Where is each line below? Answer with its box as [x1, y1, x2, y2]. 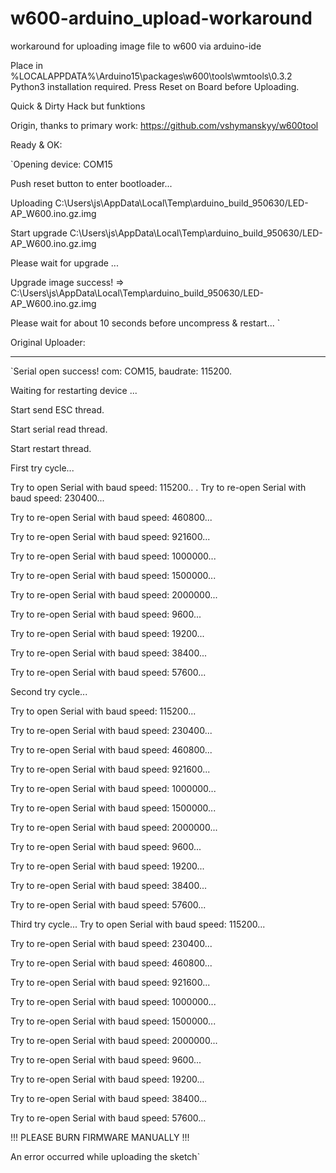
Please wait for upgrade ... [10, 257, 119, 269]
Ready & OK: [10, 138, 63, 151]
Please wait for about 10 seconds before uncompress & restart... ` [10, 317, 281, 329]
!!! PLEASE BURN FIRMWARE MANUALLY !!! [10, 1131, 190, 1143]
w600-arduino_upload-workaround [10, 7, 313, 30]
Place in [10, 59, 43, 71]
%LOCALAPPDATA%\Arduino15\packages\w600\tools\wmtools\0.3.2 [10, 70, 293, 82]
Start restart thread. [10, 442, 92, 454]
